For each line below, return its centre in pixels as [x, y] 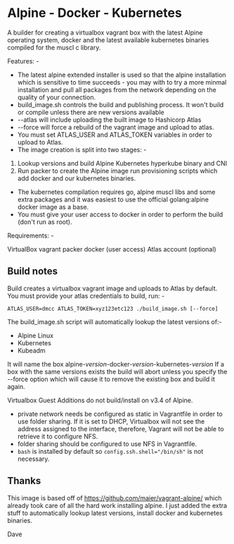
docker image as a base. [53, 206]
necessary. [33, 459]
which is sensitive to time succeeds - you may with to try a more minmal [122, 82]
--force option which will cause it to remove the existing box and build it [111, 379]
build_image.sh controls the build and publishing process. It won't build [121, 104]
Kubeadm [31, 350]
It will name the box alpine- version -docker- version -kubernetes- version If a [116, 364]
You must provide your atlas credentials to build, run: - [86, 296]
